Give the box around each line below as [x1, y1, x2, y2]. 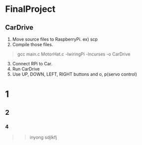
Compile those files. [12, 42, 53, 48]
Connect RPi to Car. [12, 61, 53, 66]
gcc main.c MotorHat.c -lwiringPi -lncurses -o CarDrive [17, 51, 131, 57]
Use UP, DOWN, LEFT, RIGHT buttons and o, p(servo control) [12, 71, 138, 77]
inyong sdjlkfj [29, 134, 57, 140]
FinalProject [5, 3, 56, 15]
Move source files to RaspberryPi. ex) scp [12, 36, 98, 42]
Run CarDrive [12, 66, 40, 72]
